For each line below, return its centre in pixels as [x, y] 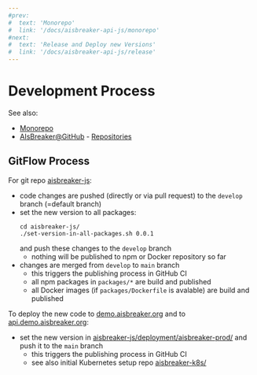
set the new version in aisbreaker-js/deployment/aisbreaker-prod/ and [133, 337]
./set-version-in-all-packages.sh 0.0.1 [86, 233]
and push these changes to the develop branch [95, 248]
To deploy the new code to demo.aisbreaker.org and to [97, 314]
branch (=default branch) [61, 204]
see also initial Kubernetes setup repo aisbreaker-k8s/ [119, 362]
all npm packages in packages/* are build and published [121, 281]
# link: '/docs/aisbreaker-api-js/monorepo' [84, 30]
